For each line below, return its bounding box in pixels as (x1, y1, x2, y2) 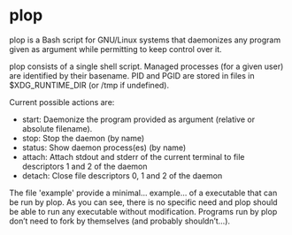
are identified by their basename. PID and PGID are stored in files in (9, 70, 255, 80)
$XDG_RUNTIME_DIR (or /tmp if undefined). (9, 80, 170, 90)
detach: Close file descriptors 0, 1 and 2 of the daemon (21, 170, 223, 181)
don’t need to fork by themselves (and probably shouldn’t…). (9, 216, 231, 226)
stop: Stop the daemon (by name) (21, 133, 145, 143)
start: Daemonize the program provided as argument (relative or (21, 114, 255, 125)
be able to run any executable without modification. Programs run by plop (9, 206, 278, 216)
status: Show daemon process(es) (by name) (21, 142, 187, 153)
